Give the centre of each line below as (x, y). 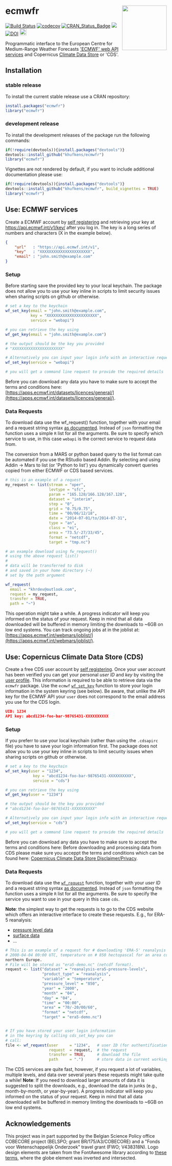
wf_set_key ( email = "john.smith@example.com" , (56, 311)
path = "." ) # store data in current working (109, 1060)
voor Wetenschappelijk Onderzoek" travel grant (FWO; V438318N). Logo (82, 1147)
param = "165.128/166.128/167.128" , (88, 494)
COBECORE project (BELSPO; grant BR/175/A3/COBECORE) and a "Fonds (83, 1142)
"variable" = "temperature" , (73, 979)
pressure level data (33, 930)
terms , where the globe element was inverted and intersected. (71, 1158)
